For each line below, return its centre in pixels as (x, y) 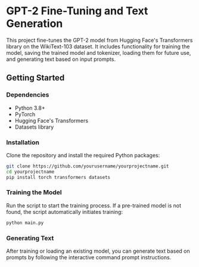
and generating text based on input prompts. (61, 59)
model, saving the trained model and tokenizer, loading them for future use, (99, 52)
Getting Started (35, 78)
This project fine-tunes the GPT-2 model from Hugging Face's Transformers (99, 40)
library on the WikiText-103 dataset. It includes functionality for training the (98, 46)
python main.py (25, 223)
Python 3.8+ (30, 108)
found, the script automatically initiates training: (65, 212)
